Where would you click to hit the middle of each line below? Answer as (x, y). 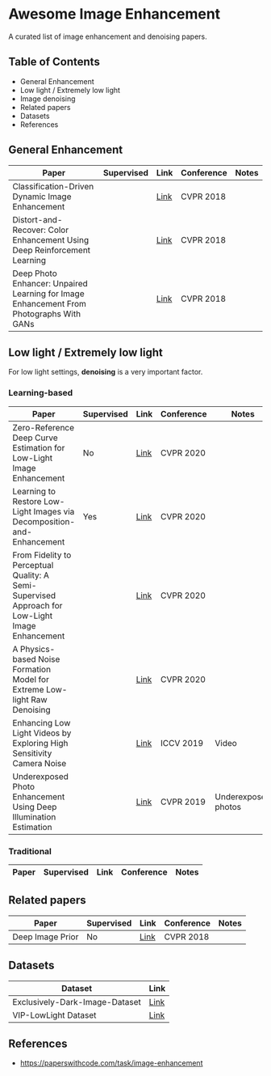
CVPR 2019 (183, 802)
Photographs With (47, 314)
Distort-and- (38, 219)
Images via (54, 511)
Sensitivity (32, 753)
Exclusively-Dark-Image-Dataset (77, 1002)
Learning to (34, 491)
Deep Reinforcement (52, 250)
